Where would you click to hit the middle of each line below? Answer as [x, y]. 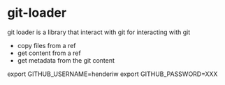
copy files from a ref [46, 45]
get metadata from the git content [66, 60]
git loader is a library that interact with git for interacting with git [99, 32]
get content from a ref [49, 53]
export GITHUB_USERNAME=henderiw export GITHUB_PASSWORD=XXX [112, 74]
